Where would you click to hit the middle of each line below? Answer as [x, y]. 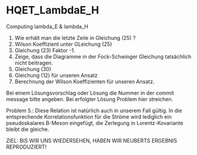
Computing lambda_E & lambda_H [47, 26]
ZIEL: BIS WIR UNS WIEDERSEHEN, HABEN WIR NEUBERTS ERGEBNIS [92, 140]
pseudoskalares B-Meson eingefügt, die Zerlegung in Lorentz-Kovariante [95, 123]
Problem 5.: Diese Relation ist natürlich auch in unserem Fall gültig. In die [94, 110]
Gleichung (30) [33, 69]
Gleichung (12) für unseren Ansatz [56, 75]
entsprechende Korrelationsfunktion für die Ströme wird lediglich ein [89, 117]
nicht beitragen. [34, 63]
